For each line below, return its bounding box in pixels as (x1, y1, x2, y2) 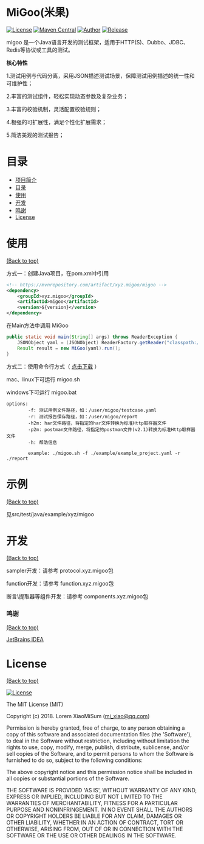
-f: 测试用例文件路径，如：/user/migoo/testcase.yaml (28, 407, 157, 413)
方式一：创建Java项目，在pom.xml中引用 (6, 269, 109, 277)
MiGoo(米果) (6, 5, 70, 19)
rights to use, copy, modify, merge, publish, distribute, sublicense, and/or (6, 743, 189, 751)
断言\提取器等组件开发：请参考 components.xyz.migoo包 (6, 593, 149, 600)
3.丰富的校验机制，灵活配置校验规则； (6, 105, 102, 112)
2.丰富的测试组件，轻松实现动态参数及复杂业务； (6, 92, 129, 100)
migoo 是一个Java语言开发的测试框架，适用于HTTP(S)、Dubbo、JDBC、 (6, 38, 189, 46)
